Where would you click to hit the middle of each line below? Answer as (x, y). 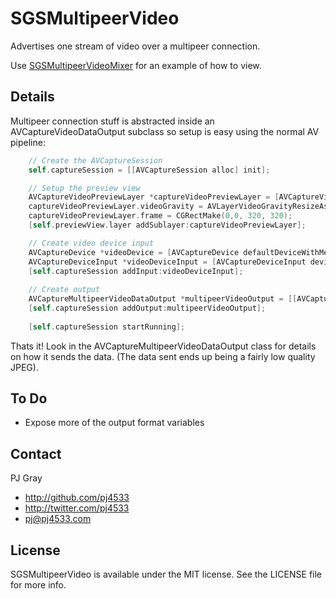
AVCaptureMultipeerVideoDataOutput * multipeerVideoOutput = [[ (163, 299)
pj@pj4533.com (58, 519)
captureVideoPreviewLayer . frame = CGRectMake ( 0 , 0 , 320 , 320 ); (160, 216)
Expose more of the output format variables (114, 423)
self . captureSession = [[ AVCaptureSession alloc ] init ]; (149, 170)
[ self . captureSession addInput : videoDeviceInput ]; (136, 271)
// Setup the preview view (84, 188)
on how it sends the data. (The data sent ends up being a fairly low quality (163, 356)
